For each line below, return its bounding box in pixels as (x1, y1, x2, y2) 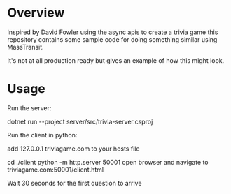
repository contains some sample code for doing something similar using (7, 35, 218, 43)
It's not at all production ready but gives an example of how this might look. (7, 56, 225, 64)
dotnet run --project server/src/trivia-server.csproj (7, 117, 153, 126)
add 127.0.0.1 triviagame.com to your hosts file (7, 144, 140, 153)
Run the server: (7, 103, 52, 112)
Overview (7, 5, 65, 21)
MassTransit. (7, 43, 44, 51)
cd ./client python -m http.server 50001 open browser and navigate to (7, 158, 209, 166)
